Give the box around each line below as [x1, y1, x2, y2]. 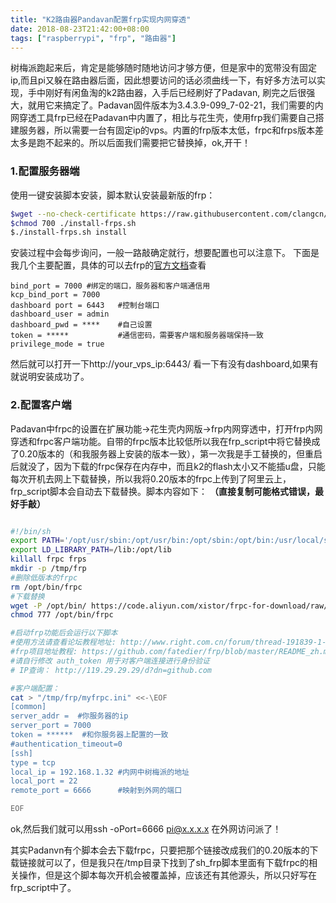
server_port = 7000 [10, 721, 92, 731]
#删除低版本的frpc [10, 572, 78, 583]
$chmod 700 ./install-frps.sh [10, 218, 137, 228]
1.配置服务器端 [10, 164, 80, 178]
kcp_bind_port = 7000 [10, 290, 101, 300]
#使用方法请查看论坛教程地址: [10, 637, 117, 648]
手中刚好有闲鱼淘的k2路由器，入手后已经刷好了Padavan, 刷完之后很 [27, 87, 307, 99]
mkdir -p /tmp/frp [10, 564, 87, 574]
